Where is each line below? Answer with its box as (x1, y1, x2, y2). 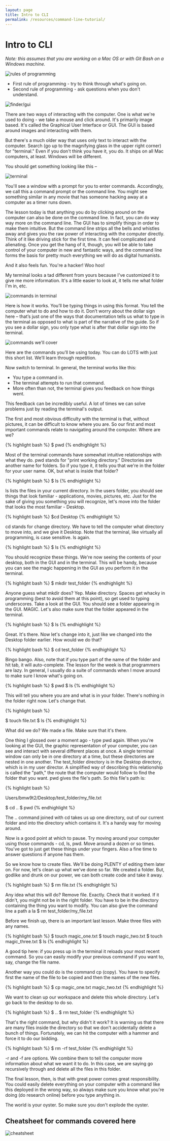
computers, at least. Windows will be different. (5, 154, 103, 160)
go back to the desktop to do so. (5, 1000, 74, 1006)
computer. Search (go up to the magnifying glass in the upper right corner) (5, 143, 161, 149)
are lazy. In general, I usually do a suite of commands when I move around (5, 667, 161, 674)
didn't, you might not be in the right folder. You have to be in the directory (5, 897, 159, 903)
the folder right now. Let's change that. (5, 698, 87, 704)
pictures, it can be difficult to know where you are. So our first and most (5, 421, 156, 427)
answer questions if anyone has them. (5, 852, 85, 858)
